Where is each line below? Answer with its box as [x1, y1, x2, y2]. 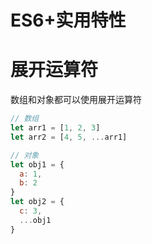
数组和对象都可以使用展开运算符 [10, 94, 142, 106]
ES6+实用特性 [10, 9, 127, 32]
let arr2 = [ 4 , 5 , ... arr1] [10, 132, 128, 142]
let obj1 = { [10, 159, 65, 170]
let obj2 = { [10, 197, 65, 207]
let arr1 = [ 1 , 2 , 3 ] [10, 123, 101, 133]
